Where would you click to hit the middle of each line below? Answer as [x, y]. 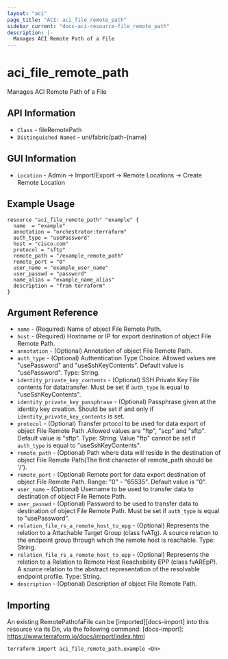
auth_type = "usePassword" [52, 238]
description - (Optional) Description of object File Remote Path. [107, 584]
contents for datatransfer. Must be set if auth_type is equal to [103, 387]
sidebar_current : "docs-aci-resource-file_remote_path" [88, 26]
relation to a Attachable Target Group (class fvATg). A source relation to [117, 533]
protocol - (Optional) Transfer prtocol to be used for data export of [111, 424]
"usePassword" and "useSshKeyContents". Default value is [100, 365]
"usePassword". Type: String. [59, 373]
